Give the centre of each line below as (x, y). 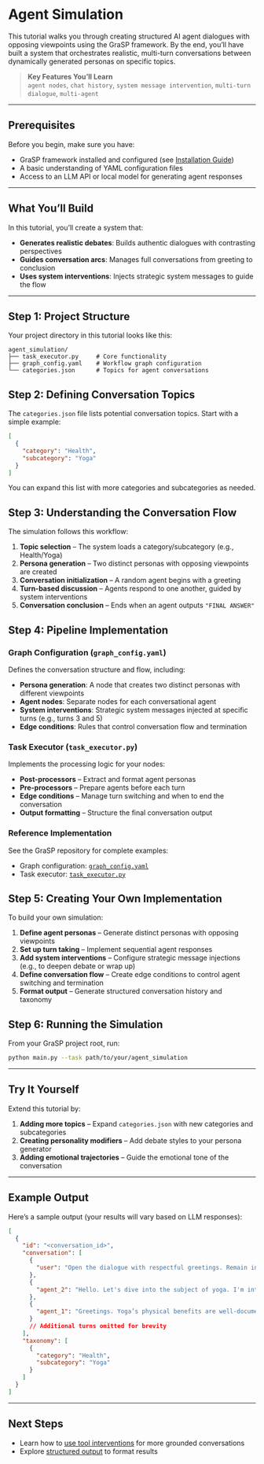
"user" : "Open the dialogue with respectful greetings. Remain (142, 1268)
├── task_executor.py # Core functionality (88, 357)
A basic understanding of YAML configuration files (101, 168)
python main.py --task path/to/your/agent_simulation (98, 1058)
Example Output (48, 1198)
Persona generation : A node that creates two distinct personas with (130, 684)
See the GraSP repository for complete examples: (88, 850)
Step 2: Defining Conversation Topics (102, 395)
